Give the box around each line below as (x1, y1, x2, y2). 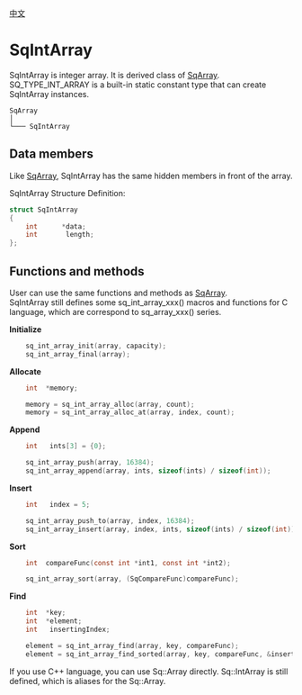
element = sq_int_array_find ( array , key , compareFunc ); (25, 641, 240, 650)
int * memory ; (25, 384, 78, 393)
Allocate (9, 366, 42, 376)
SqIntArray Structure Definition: (9, 187, 126, 198)
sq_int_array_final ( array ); (25, 349, 130, 358)
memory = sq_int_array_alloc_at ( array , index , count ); (25, 408, 235, 417)
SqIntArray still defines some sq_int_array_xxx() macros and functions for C (9, 296, 289, 308)
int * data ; (25, 221, 87, 231)
